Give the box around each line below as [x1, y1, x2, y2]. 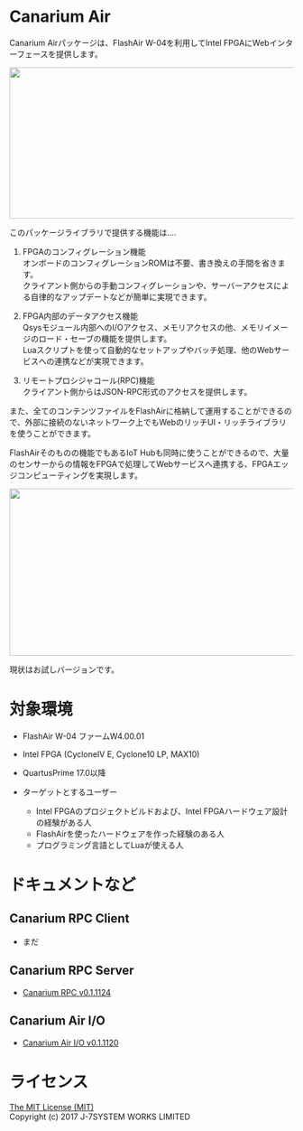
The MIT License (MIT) [9, 1102, 95, 1113]
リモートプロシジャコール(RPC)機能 [22, 375, 155, 386]
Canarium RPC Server [9, 963, 134, 978]
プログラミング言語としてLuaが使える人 [35, 839, 184, 850]
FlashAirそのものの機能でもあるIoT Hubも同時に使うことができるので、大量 [9, 447, 290, 458]
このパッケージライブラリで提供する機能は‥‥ [9, 227, 177, 238]
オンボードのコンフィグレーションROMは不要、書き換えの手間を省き [22, 257, 278, 268]
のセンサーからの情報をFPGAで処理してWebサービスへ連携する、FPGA [9, 458, 273, 469]
